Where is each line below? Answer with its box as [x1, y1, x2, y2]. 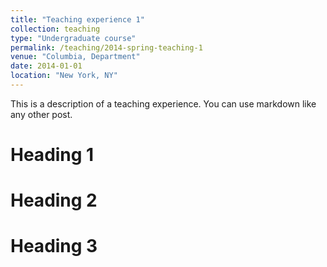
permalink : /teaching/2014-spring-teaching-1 [10, 42, 203, 53]
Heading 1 [10, 144, 95, 166]
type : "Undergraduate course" [10, 33, 137, 43]
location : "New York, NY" [10, 71, 118, 81]
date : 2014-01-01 [10, 61, 83, 71]
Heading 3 [10, 235, 98, 258]
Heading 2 [10, 189, 98, 212]
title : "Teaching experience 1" [10, 14, 145, 25]
